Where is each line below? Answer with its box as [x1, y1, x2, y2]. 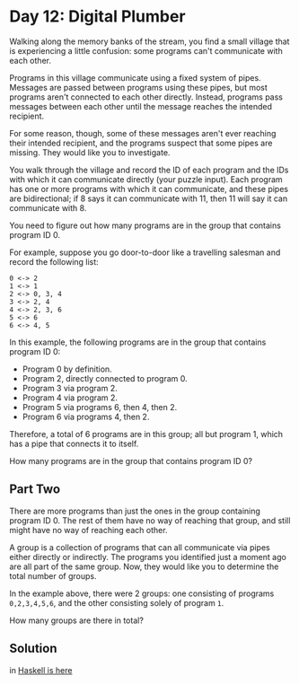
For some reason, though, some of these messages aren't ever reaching [9, 127, 277, 138]
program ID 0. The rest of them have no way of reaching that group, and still [9, 514, 291, 526]
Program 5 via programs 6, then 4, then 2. [22, 401, 178, 412]
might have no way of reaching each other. [9, 524, 168, 535]
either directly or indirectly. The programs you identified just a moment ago [9, 551, 287, 562]
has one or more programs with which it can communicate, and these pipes [9, 183, 289, 194]
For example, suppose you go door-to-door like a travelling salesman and [9, 247, 281, 258]
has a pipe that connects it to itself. [9, 438, 139, 449]
